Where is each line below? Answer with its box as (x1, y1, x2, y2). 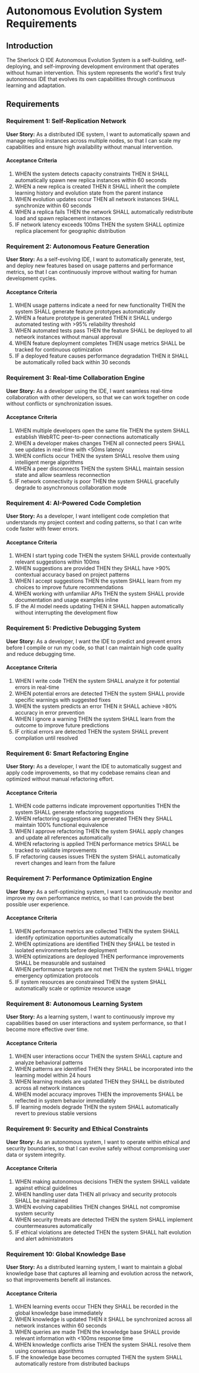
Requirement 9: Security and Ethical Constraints (6, 1125, 149, 1133)
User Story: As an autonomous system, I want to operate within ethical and (6, 1138, 190, 1146)
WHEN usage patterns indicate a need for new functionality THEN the (14, 301, 186, 309)
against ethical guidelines (14, 1184, 78, 1192)
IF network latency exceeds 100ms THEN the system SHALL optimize (14, 221, 185, 228)
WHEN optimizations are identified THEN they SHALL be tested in (14, 940, 175, 947)
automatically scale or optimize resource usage (14, 984, 131, 992)
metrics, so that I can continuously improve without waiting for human (6, 269, 177, 276)
